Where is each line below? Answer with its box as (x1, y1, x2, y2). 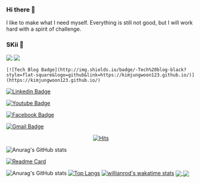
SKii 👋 (6, 40, 24, 49)
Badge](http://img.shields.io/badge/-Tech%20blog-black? (41, 66, 187, 73)
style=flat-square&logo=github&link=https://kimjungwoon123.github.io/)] (6, 72, 195, 78)
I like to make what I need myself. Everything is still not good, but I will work (6, 19, 193, 26)
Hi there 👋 (6, 5, 36, 14)
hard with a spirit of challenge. (6, 25, 82, 33)
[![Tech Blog (6, 66, 39, 73)
